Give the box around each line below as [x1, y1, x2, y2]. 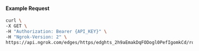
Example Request [5, 5, 50, 12]
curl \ [5, 18, 22, 23]
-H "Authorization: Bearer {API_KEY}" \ [5, 28, 108, 35]
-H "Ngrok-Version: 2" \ [5, 34, 67, 40]
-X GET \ [5, 23, 27, 29]
